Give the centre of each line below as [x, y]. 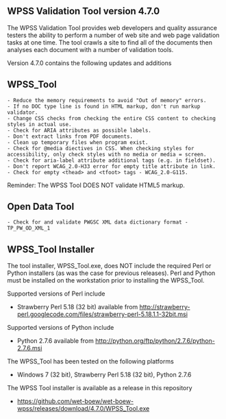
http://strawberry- [165, 307]
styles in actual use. [39, 124]
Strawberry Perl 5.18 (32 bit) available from [77, 307]
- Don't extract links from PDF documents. [70, 136]
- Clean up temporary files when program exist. [78, 142]
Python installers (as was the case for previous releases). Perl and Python [111, 273]
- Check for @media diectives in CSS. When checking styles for [101, 148]
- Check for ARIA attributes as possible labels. [79, 130]
